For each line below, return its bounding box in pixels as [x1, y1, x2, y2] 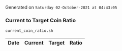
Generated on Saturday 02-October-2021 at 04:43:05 [5, 5, 117, 10]
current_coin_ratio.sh [5, 28, 53, 33]
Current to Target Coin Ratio [5, 17, 76, 24]
